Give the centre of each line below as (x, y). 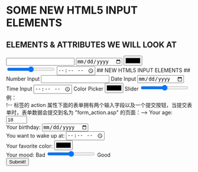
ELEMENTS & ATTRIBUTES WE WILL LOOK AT (92, 45)
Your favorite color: (30, 146)
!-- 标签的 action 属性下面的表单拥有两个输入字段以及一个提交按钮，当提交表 (99, 105)
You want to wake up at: (35, 135)
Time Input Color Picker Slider (72, 89)
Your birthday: (23, 127)
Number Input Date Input (71, 79)
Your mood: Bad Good (59, 155)
